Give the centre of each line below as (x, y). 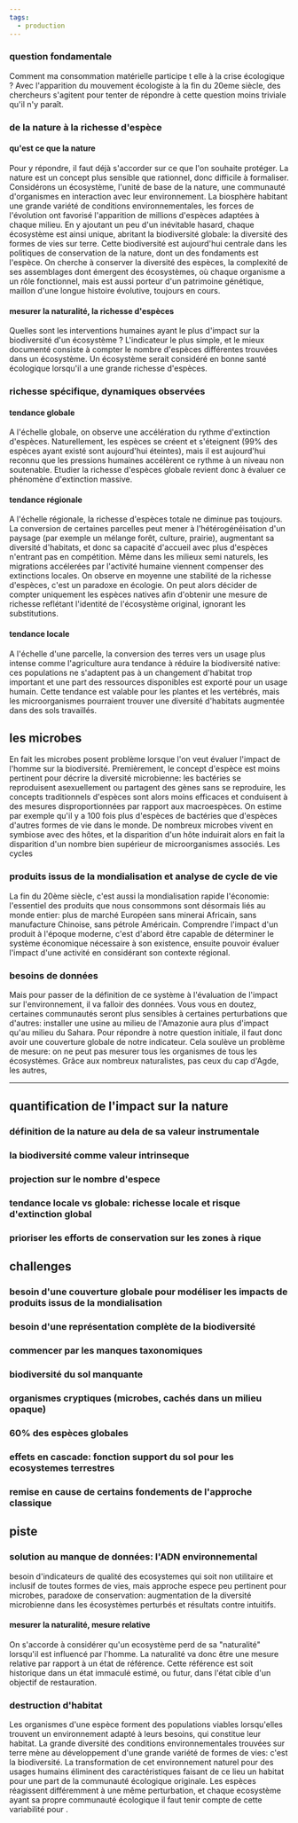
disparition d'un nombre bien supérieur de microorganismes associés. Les (145, 845)
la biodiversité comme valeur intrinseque (99, 1156)
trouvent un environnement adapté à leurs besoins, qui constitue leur (135, 1734)
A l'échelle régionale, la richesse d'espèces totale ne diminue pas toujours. (146, 519)
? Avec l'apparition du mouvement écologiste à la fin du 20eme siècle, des (145, 85)
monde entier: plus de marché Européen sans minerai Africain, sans (133, 915)
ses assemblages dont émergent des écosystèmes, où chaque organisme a (147, 271)
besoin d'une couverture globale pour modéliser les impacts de (149, 1292)
